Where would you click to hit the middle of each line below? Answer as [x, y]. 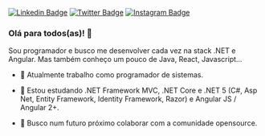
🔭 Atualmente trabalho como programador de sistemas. [111, 75]
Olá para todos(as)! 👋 [50, 33]
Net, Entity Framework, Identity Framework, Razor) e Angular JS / [128, 99]
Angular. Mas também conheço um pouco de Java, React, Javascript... [125, 60]
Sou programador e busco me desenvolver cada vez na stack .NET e [122, 51]
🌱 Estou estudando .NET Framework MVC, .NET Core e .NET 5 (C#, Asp [139, 91]
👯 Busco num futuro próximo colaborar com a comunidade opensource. [139, 123]
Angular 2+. [39, 108]
